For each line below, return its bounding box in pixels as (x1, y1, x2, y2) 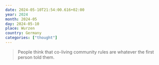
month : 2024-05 (5, 16, 37, 21)
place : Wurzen (5, 26, 35, 31)
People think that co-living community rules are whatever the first (17, 48, 154, 55)
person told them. (17, 54, 55, 60)
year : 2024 (5, 12, 28, 17)
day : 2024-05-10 (5, 21, 39, 26)
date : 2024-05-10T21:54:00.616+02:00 (5, 7, 85, 12)
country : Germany (5, 30, 42, 35)
